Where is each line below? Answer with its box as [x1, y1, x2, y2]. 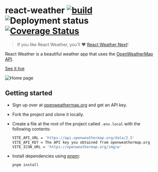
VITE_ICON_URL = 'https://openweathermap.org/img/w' [12, 144, 122, 149]
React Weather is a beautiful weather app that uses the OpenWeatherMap [5, 51, 153, 57]
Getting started [5, 89, 53, 97]
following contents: [12, 126, 51, 132]
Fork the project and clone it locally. [12, 111, 84, 117]
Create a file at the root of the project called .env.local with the [12, 120, 140, 126]
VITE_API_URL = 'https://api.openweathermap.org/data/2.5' [12, 135, 135, 140]
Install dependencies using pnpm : [12, 153, 80, 159]
